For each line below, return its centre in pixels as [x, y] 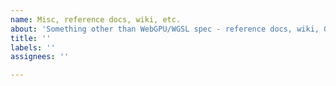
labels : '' [33, 47]
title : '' [31, 38]
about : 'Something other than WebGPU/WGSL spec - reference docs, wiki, [165, 29]
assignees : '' [40, 57]
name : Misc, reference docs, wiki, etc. [96, 19]
